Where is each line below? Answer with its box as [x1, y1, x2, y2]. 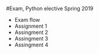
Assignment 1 [14, 23, 47, 29]
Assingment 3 [14, 35, 49, 42]
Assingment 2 [14, 29, 49, 36]
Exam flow [14, 16, 40, 23]
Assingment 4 [14, 41, 49, 48]
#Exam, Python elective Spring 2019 [6, 5, 94, 12]
